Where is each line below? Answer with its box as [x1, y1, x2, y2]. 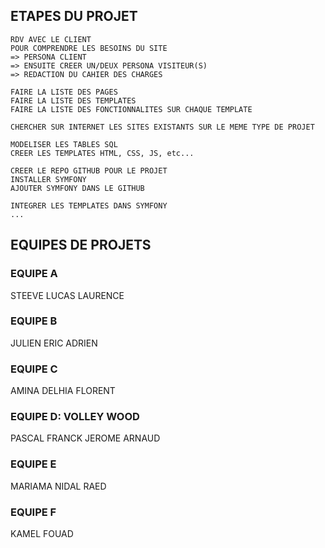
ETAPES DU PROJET [10, 8, 138, 25]
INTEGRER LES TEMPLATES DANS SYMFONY [10, 200, 168, 211]
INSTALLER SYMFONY [10, 174, 87, 184]
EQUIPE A [10, 267, 58, 281]
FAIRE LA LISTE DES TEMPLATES [10, 95, 137, 106]
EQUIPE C [10, 362, 58, 376]
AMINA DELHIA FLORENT [10, 385, 116, 397]
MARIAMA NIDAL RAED [10, 480, 107, 492]
